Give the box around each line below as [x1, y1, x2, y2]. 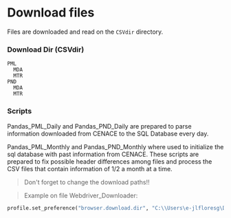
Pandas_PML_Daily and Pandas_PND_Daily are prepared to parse [7, 122, 192, 130]
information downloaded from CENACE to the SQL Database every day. [7, 129, 209, 138]
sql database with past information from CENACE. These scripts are [7, 150, 199, 158]
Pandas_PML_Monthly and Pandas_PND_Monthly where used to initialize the [7, 142, 224, 151]
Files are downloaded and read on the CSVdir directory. [7, 28, 164, 36]
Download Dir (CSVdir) [7, 45, 85, 54]
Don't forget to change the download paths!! [23, 177, 150, 186]
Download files [7, 5, 95, 21]
